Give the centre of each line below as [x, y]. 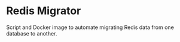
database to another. [32, 33]
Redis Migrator [44, 11]
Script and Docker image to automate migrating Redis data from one [90, 27]
